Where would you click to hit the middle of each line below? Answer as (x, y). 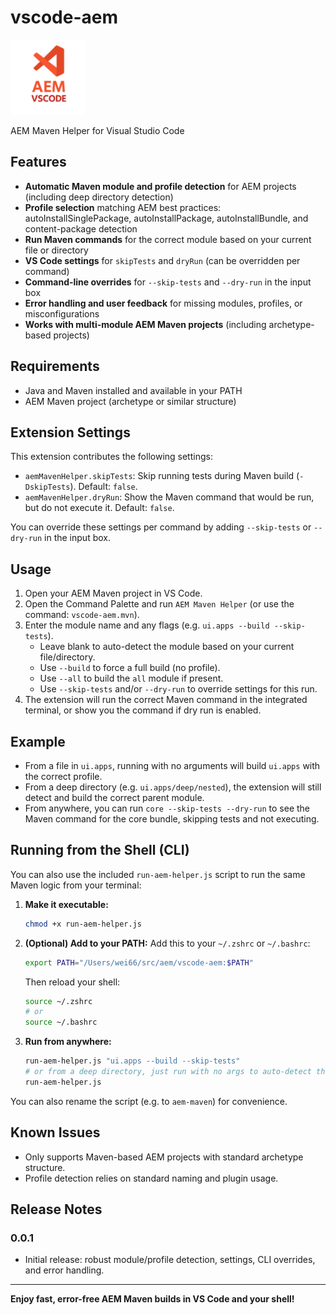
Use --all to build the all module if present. (131, 678)
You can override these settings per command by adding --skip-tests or (161, 527)
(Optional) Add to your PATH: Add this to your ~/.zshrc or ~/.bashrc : (167, 943)
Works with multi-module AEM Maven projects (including (145, 324)
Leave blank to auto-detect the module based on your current (167, 647)
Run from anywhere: (68, 1042)
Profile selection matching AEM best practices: (123, 207)
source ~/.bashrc (61, 1022)
